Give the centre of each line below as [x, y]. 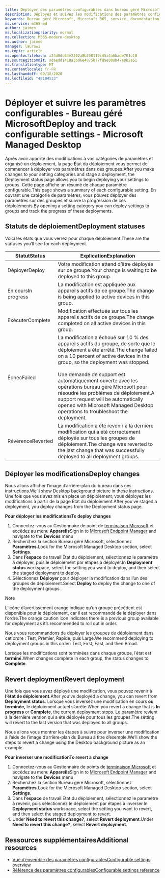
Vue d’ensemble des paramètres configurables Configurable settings [81, 859]
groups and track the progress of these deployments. [59, 211]
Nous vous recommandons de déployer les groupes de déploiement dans [79, 633]
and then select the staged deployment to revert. [62, 814]
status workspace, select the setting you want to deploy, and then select [86, 568]
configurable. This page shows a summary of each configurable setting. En [81, 190]
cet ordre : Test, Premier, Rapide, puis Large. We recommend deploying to [79, 638]
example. [14, 748]
